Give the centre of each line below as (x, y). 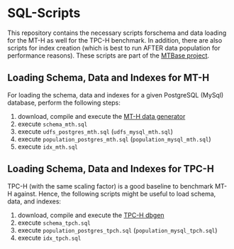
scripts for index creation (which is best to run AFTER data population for (114, 48)
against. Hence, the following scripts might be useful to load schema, (115, 194)
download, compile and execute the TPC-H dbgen (91, 215)
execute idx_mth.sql (48, 147)
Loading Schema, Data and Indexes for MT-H (108, 78)
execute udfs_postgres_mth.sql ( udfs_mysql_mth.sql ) (95, 131)
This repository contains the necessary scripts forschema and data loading (117, 33)
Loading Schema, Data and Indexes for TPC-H (111, 169)
